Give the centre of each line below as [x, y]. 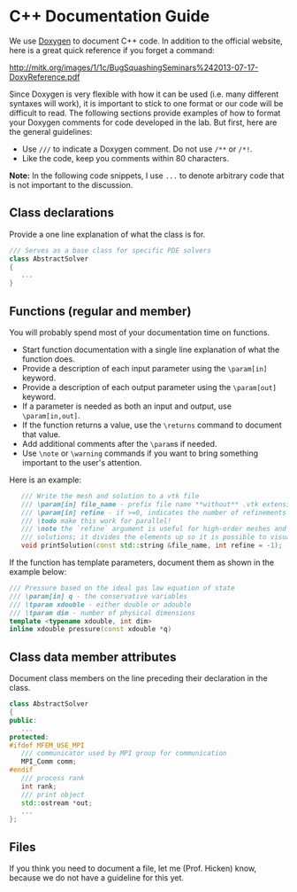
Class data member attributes [93, 657]
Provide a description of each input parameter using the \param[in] [145, 368]
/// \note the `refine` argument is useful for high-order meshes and [154, 529]
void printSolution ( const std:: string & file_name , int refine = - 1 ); [152, 546]
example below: [38, 572]
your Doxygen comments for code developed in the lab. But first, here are [143, 122]
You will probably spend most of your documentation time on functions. [140, 332]
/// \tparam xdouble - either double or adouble [100, 605]
